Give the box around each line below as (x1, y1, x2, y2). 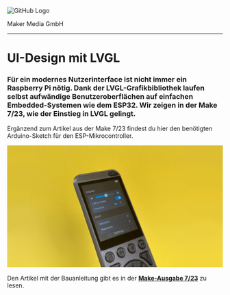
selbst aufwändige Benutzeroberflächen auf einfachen (7, 92, 194, 102)
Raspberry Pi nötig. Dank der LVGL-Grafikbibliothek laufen (7, 83, 205, 93)
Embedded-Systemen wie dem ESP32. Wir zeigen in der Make (7, 100, 218, 110)
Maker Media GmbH (7, 20, 64, 27)
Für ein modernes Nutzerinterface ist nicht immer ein (7, 75, 187, 84)
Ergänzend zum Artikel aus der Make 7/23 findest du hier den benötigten (7, 124, 213, 133)
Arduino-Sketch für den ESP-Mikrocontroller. (7, 132, 133, 140)
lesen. (7, 281, 25, 290)
